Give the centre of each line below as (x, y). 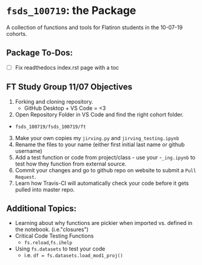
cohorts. (17, 33)
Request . (25, 176)
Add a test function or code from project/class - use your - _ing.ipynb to (105, 157)
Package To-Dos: (39, 53)
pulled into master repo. (45, 189)
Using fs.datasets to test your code (60, 249)
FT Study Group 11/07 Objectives (69, 87)
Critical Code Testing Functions (54, 236)
